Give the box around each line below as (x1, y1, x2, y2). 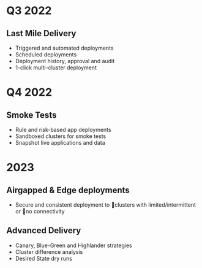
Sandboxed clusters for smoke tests (15, 132, 107, 140)
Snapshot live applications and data (15, 139, 105, 146)
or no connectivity (15, 208, 65, 215)
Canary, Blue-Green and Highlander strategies (15, 242, 133, 249)
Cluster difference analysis (15, 248, 83, 255)
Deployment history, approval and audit (15, 58, 115, 64)
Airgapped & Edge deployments (6, 185, 130, 195)
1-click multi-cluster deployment (15, 64, 97, 71)
